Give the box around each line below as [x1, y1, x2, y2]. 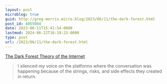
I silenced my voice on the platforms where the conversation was [17, 63, 151, 69]
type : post [5, 35, 28, 40]
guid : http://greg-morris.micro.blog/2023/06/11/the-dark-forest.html [5, 16, 155, 21]
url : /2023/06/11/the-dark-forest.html [5, 40, 88, 45]
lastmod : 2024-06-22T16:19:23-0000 [5, 30, 79, 35]
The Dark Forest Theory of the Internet [5, 53, 85, 59]
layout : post [5, 7, 32, 12]
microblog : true [5, 12, 39, 17]
